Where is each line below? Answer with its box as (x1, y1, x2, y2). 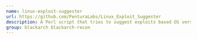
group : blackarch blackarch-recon (6, 24, 91, 30)
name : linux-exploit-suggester (6, 8, 83, 14)
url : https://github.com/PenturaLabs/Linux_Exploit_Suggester (6, 14, 161, 19)
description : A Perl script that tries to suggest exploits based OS (6, 19, 180, 25)
